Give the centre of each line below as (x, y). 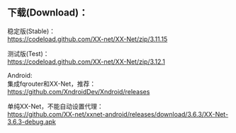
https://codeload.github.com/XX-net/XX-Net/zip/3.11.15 (88, 39)
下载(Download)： (48, 13)
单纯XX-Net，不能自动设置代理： (56, 106)
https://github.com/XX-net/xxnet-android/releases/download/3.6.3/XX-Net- (118, 114)
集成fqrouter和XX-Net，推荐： (52, 83)
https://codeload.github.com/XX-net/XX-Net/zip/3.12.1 (86, 62)
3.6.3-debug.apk (32, 122)
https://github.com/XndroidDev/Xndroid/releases (79, 91)
